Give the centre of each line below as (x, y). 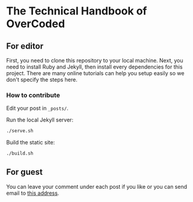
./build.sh (20, 154)
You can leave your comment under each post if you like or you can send (97, 186)
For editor (25, 46)
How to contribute (33, 95)
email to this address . (33, 193)
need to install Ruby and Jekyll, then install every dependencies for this (94, 67)
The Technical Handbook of (77, 11)
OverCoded (35, 24)
